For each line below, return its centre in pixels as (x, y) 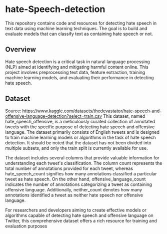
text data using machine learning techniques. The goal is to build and (76, 28)
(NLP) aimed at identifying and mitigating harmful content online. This (77, 67)
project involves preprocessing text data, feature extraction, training (75, 72)
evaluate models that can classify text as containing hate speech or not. (79, 34)
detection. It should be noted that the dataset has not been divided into (78, 143)
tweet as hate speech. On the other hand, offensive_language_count (75, 179)
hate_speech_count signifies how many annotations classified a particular (81, 173)
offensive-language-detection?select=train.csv (54, 116)
